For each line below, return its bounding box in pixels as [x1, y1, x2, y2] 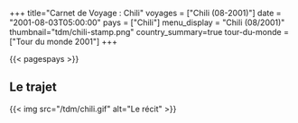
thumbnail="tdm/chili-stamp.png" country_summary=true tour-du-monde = [9, 27, 289, 37]
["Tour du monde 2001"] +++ [9, 36, 118, 47]
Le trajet [9, 80, 57, 95]
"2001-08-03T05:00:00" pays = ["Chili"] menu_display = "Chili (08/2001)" [9, 17, 285, 28]
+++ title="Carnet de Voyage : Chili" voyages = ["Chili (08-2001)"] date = [9, 8, 282, 18]
